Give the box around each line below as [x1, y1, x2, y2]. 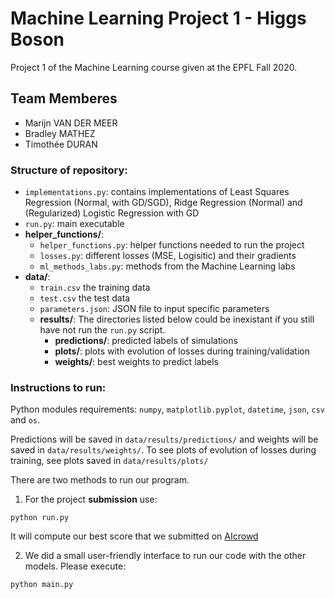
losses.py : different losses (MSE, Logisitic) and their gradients [39, 250, 297, 262]
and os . [10, 414, 41, 426]
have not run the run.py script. [39, 324, 166, 336]
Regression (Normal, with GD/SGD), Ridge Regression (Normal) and [24, 197, 303, 209]
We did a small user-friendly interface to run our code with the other [24, 550, 307, 562]
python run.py [10, 513, 70, 523]
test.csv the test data [39, 292, 131, 304]
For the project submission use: [24, 493, 158, 506]
